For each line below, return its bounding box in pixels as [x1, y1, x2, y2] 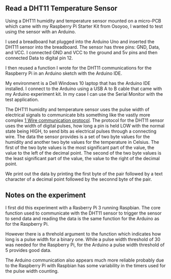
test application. [5, 96, 39, 102]
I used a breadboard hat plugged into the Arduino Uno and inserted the [5, 38, 155, 45]
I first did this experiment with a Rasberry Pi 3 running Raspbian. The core [5, 204, 161, 210]
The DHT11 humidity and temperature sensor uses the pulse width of [5, 106, 150, 112]
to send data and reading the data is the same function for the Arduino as [5, 215, 160, 222]
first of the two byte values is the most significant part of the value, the [5, 144, 155, 151]
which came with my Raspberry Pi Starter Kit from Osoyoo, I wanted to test [5, 23, 163, 29]
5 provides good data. [5, 247, 52, 253]
